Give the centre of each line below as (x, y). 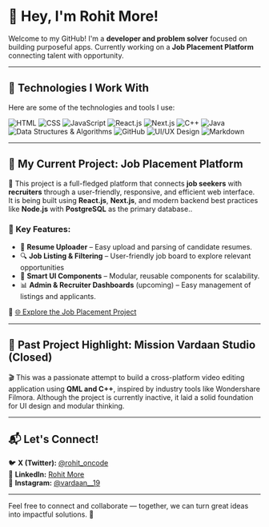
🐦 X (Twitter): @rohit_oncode (58, 463)
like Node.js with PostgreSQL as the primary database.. (100, 209)
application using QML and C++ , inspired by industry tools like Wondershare (134, 389)
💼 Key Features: (40, 230)
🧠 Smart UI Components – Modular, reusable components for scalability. (140, 276)
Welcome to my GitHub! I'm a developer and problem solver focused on (128, 38)
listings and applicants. (58, 296)
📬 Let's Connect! (54, 439)
